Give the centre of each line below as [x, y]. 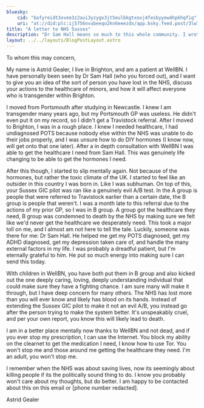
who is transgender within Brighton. [51, 95]
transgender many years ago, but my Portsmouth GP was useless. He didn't [101, 114]
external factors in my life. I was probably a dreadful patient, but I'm [91, 249]
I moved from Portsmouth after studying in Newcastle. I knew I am [89, 107]
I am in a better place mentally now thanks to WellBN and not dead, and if [98, 331]
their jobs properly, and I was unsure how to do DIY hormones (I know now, [100, 140]
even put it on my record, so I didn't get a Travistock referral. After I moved [100, 120]
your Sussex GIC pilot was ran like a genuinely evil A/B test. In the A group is [102, 190]
